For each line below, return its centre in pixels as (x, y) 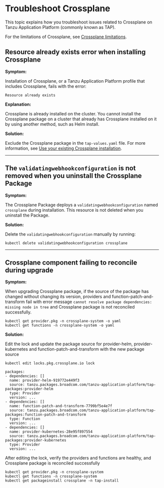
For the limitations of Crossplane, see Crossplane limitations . (66, 37)
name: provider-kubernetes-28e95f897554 (51, 432)
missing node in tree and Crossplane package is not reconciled (70, 307)
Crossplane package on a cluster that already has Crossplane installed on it (81, 119)
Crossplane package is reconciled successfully (52, 463)
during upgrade (29, 270)
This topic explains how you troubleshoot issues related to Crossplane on (79, 22)
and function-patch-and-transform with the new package (87, 349)
